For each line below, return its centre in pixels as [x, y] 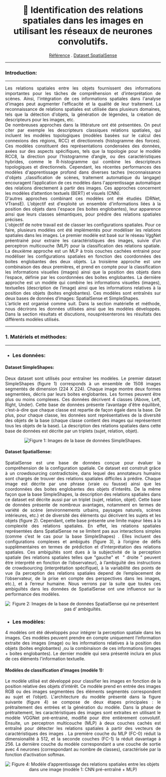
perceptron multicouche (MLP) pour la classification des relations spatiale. [83, 246]
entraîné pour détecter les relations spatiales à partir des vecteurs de [83, 729]
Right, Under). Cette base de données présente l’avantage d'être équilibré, [83, 405]
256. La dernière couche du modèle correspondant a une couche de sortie [83, 744]
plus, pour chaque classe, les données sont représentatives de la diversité [83, 415]
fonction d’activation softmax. [35, 755]
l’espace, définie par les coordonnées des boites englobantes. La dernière [83, 277]
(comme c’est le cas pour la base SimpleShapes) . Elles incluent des [83, 536]
